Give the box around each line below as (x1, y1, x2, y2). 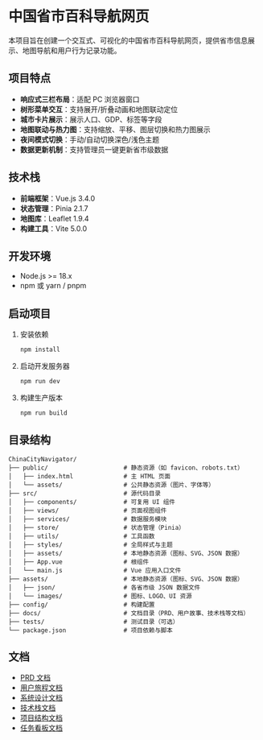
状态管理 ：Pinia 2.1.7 (19, 203, 88, 213)
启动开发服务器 (19, 362, 70, 371)
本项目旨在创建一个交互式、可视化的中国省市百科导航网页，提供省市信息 (8, 35, 248, 45)
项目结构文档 (19, 713, 63, 723)
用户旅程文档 (19, 683, 63, 692)
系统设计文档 (19, 693, 63, 703)
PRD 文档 (19, 673, 51, 683)
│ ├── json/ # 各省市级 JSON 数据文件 (8, 583, 201, 592)
